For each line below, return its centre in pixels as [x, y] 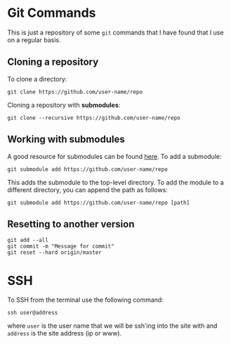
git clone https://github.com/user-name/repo [75, 92]
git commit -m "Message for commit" [61, 247]
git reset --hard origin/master [54, 253]
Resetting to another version [71, 224]
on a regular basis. [34, 39]
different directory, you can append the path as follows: [88, 190]
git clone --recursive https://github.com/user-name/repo [94, 117]
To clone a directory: [37, 79]
